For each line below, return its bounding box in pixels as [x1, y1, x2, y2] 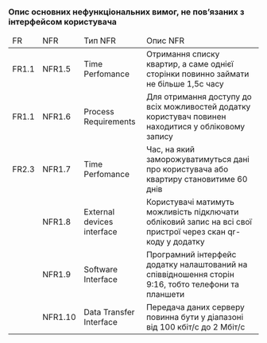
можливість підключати [145, 206, 239, 218]
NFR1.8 [42, 217, 72, 228]
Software [83, 264, 118, 276]
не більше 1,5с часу [145, 79, 224, 90]
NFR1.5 [42, 64, 72, 75]
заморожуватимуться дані [145, 154, 250, 165]
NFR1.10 [42, 312, 77, 323]
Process [83, 106, 114, 118]
